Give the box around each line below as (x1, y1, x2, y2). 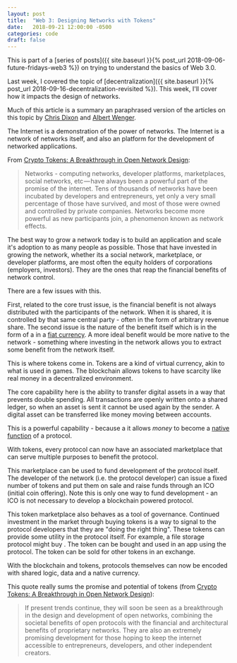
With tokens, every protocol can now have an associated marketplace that (7, 446, 223, 454)
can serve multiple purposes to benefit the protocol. (7, 453, 159, 461)
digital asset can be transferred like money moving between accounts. (7, 410, 212, 419)
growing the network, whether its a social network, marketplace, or (7, 251, 202, 259)
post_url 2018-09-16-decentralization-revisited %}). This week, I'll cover (7, 85, 217, 93)
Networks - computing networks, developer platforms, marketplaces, (24, 169, 226, 178)
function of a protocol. (7, 431, 73, 440)
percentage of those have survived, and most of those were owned (24, 199, 221, 208)
